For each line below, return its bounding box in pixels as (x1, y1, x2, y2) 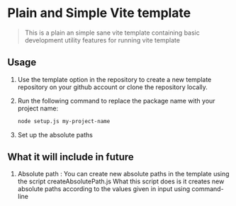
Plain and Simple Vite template (7, 5, 191, 21)
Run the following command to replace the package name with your (17, 96, 215, 105)
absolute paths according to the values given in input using (17, 185, 191, 193)
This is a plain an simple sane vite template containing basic (24, 28, 200, 37)
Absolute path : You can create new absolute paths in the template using (17, 170, 230, 178)
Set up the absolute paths (17, 130, 94, 139)
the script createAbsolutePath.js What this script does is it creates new (17, 177, 225, 185)
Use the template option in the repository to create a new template (17, 75, 212, 84)
